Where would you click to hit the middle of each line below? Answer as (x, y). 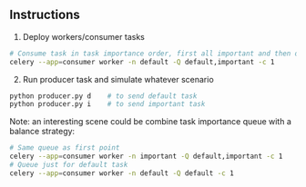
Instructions (45, 15)
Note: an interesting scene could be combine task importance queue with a (150, 122)
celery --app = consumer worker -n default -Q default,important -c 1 (142, 62)
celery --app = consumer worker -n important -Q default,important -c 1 (146, 157)
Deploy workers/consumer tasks (84, 36)
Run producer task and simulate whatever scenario (118, 79)
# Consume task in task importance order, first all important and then (150, 54)
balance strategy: (42, 132)
